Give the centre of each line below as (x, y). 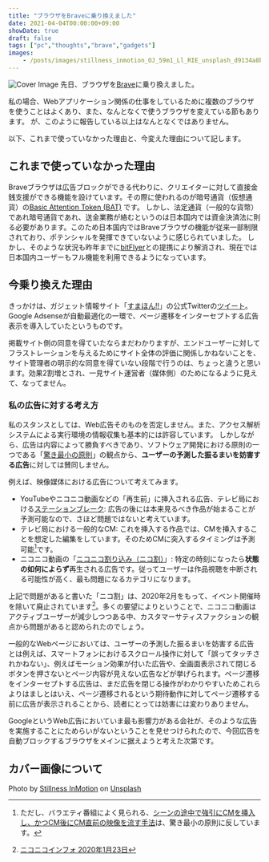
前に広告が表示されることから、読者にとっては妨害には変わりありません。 (131, 704)
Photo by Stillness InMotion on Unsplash (75, 788)
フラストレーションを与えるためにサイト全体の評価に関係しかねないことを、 (134, 353)
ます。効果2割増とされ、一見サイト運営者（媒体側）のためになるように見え (133, 373)
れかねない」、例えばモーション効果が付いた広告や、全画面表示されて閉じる (132, 664)
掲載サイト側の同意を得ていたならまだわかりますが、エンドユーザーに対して (134, 342)
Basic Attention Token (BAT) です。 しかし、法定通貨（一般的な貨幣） (144, 207)
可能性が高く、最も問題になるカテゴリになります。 (111, 579)
